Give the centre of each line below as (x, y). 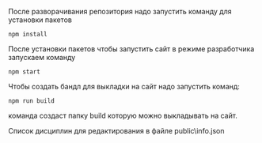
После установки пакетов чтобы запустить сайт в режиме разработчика (131, 49)
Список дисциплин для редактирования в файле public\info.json (116, 131)
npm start (25, 72)
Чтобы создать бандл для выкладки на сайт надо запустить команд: (124, 87)
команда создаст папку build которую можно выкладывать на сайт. (123, 115)
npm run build (32, 101)
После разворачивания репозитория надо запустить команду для (120, 11)
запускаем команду (42, 57)
